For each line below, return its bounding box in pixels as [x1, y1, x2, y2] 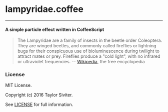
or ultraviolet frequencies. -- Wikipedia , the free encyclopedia [17, 59, 145, 65]
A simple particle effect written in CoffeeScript [5, 26, 104, 32]
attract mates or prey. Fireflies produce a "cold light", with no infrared [17, 53, 161, 59]
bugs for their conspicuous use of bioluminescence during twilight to [17, 48, 160, 54]
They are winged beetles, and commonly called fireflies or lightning [17, 43, 156, 49]
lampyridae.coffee [5, 3, 83, 15]
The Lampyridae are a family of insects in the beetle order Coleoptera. [17, 37, 162, 43]
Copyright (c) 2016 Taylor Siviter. [5, 92, 73, 98]
